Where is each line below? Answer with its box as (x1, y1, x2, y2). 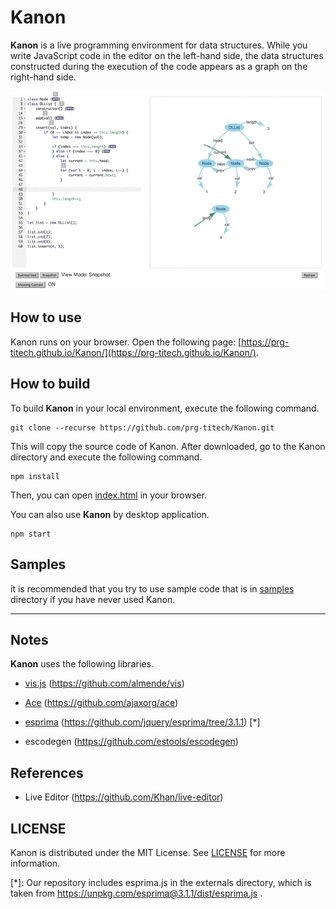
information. (10, 857, 61, 869)
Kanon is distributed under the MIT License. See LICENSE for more (10, 846, 286, 858)
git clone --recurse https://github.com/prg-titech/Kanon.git (10, 422, 275, 433)
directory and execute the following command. (10, 451, 203, 463)
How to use (10, 309, 82, 326)
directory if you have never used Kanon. (10, 593, 176, 605)
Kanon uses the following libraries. (10, 658, 154, 670)
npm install (10, 471, 60, 481)
